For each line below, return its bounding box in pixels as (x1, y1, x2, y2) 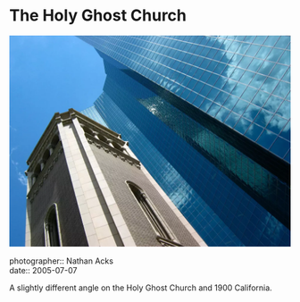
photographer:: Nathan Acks (9, 256, 114, 266)
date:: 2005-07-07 (9, 264, 78, 275)
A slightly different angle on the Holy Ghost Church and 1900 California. (9, 282, 272, 293)
